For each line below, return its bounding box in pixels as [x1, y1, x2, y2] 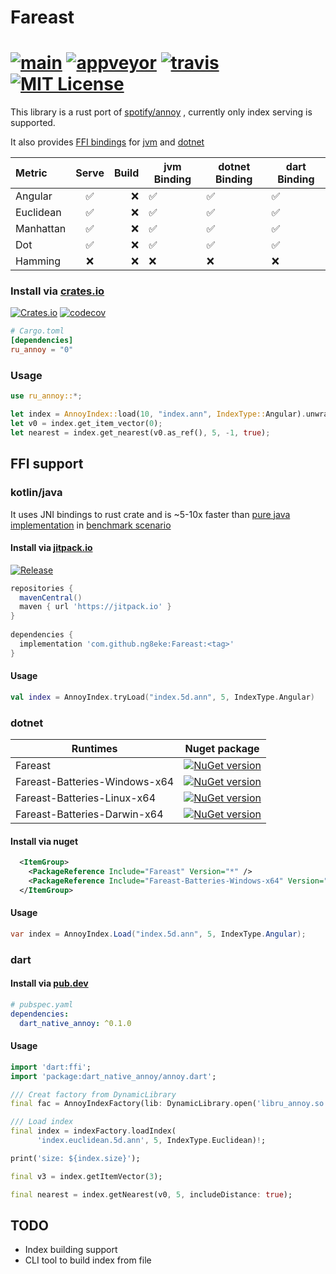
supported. [10, 117, 56, 129]
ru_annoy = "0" [10, 345, 74, 355]
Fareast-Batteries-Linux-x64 [15, 791, 157, 805]
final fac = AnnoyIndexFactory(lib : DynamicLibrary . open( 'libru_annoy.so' [10, 1099, 329, 1109]
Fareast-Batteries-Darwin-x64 [15, 807, 164, 821]
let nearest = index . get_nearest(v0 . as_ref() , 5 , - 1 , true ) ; [10, 427, 271, 438]
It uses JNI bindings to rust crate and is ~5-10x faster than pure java [10, 508, 291, 520]
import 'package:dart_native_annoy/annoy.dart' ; [10, 1071, 217, 1081]
